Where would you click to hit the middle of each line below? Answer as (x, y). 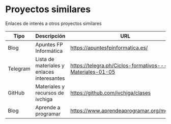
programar (48, 114)
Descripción (50, 36)
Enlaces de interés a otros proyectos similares (53, 23)
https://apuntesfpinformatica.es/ (109, 48)
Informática (49, 51)
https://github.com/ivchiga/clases (111, 92)
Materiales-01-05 (93, 72)
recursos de (50, 92)
